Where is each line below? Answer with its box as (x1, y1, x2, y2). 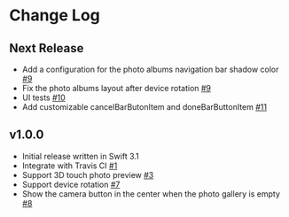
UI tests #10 (21, 92, 66, 103)
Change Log (9, 5, 100, 26)
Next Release (9, 41, 84, 56)
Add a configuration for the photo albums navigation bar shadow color (21, 64, 279, 74)
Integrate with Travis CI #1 (21, 160, 118, 171)
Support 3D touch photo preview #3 (21, 169, 154, 180)
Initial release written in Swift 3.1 (21, 151, 139, 161)
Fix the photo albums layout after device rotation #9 (21, 83, 211, 93)
